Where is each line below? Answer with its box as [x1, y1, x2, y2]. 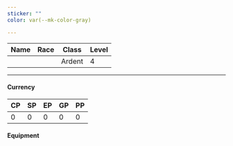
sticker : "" [7, 10, 42, 17]
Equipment [7, 131, 40, 140]
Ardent [61, 56, 83, 66]
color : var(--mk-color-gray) [7, 17, 92, 24]
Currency [7, 83, 35, 91]
